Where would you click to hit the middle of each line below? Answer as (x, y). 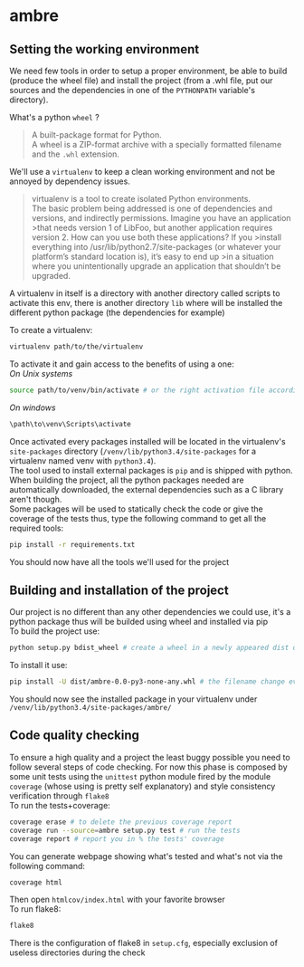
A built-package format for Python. (97, 135)
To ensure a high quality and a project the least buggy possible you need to (150, 757)
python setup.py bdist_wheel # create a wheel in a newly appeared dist (149, 648)
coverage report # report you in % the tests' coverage (117, 838)
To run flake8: (35, 909)
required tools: (37, 528)
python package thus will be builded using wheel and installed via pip (139, 622)
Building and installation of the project (119, 590)
